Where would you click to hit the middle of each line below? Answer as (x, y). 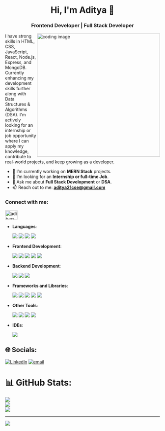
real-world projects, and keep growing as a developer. (60, 162)
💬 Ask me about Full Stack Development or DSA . (62, 182)
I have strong (18, 36)
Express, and (18, 62)
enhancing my (19, 78)
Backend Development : (37, 266)
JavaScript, (17, 52)
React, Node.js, (21, 57)
